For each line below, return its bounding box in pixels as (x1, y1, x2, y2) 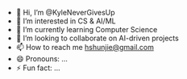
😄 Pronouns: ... (15, 54, 69, 64)
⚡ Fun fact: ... (15, 63, 60, 73)
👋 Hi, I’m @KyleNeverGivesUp (15, 8, 115, 17)
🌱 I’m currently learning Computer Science (15, 25, 158, 34)
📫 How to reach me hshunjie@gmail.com (15, 43, 155, 52)
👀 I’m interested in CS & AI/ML (15, 16, 116, 26)
